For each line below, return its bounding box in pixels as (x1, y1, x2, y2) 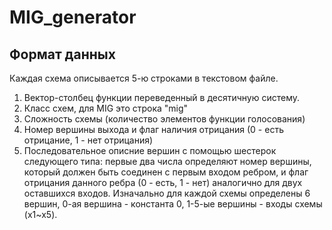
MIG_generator (9, 6, 137, 29)
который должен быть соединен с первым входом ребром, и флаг (23, 166, 309, 178)
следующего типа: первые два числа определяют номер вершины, (23, 156, 312, 167)
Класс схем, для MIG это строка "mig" (23, 102, 189, 114)
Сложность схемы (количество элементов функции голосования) (23, 113, 306, 125)
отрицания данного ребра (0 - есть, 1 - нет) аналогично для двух (23, 177, 303, 188)
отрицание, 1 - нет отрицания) (23, 134, 154, 146)
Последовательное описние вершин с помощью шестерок (23, 145, 277, 156)
